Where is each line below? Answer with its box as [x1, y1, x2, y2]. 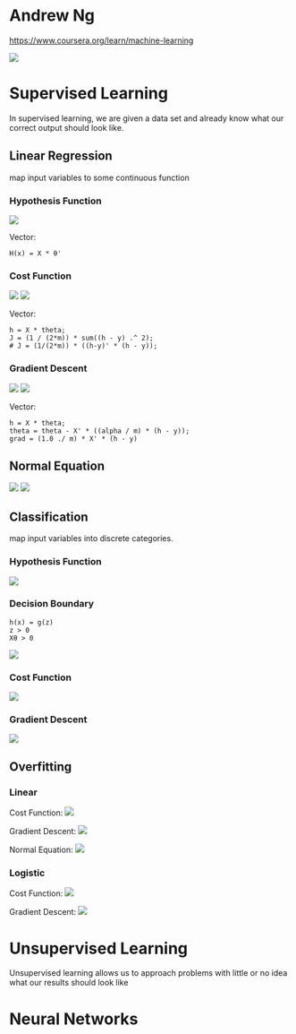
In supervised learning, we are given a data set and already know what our [9, 113, 284, 124]
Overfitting [9, 759, 72, 774]
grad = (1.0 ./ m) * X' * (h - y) [9, 434, 139, 444]
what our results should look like [9, 978, 129, 988]
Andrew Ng [9, 5, 96, 26]
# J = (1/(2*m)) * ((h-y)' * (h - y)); [9, 341, 158, 350]
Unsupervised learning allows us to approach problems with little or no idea [9, 968, 288, 978]
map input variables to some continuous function [9, 172, 190, 183]
